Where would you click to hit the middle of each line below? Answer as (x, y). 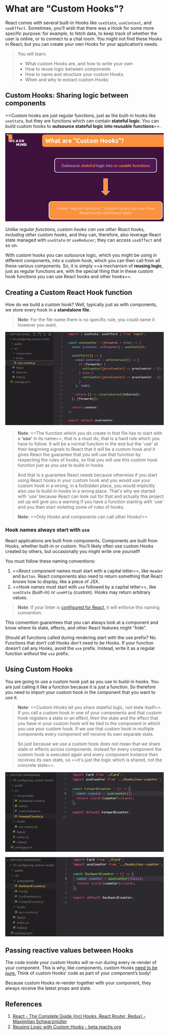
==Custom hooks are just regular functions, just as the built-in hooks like (80, 115)
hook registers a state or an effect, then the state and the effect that (88, 718)
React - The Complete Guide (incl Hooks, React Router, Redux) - (79, 1016)
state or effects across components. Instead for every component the (90, 749)
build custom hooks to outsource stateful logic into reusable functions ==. (83, 126)
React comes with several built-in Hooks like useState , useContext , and (78, 23)
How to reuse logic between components (68, 69)
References (24, 1004)
